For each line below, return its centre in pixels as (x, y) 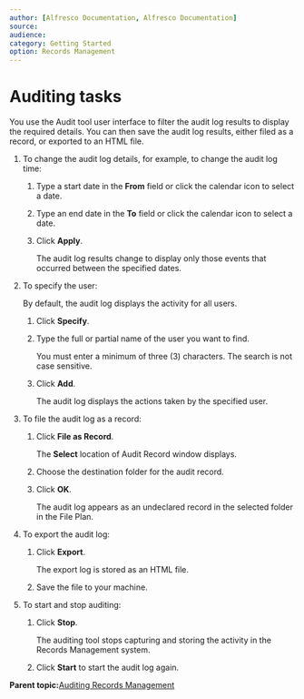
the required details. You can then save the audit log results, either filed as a (152, 132)
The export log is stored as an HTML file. (112, 570)
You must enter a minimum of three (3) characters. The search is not (164, 357)
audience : (28, 35)
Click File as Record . (75, 437)
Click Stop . (57, 623)
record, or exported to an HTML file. (77, 141)
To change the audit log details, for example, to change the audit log (150, 159)
